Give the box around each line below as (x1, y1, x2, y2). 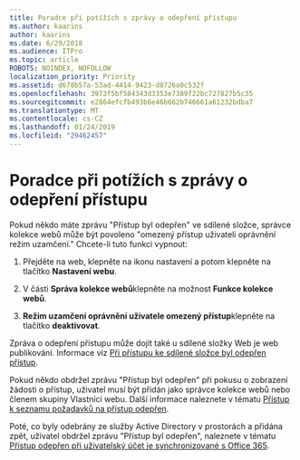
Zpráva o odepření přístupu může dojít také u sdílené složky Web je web (9, 337, 279, 349)
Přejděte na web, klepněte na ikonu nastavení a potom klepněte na (22, 255, 271, 267)
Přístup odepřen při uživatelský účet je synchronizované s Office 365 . (9, 440, 270, 451)
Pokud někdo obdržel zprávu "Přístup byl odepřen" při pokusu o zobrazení (9, 374, 288, 385)
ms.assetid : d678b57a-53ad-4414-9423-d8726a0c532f (9, 81, 205, 90)
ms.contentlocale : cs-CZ (9, 114, 103, 123)
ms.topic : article (9, 55, 79, 64)
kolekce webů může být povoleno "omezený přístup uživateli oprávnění (9, 228, 276, 240)
